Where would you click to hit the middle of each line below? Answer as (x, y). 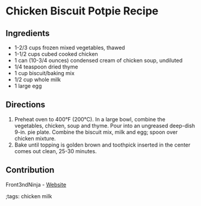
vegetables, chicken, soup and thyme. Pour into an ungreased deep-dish (105, 126)
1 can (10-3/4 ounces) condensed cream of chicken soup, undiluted (98, 60)
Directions (26, 105)
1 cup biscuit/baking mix (44, 73)
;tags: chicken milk (29, 196)
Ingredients (28, 33)
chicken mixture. (35, 138)
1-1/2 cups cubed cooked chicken (56, 54)
